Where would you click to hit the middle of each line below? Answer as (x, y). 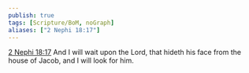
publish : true (32, 15)
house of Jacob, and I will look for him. (71, 60)
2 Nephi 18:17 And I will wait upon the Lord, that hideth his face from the (125, 53)
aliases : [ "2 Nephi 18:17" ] (54, 30)
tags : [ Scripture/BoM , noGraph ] (61, 23)
